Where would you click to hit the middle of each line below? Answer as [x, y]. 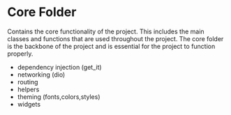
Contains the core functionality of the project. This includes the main [106, 31]
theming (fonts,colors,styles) [59, 97]
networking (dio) [41, 75]
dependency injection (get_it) [60, 67]
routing [28, 82]
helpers [28, 89]
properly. [20, 54]
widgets [29, 104]
